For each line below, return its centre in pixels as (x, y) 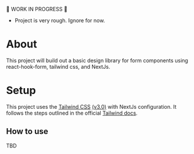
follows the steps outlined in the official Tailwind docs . (72, 113)
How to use (27, 131)
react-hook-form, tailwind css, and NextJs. (58, 66)
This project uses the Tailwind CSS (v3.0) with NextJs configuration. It (91, 106)
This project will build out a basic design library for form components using (97, 60)
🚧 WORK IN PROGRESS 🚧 (37, 9)
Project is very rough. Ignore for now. (60, 20)
